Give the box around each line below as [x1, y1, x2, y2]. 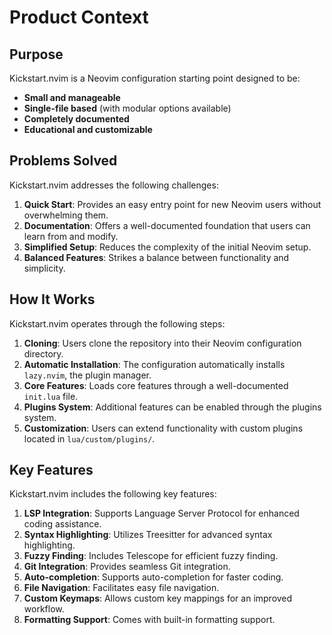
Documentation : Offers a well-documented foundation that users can [23, 219, 311, 231]
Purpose [9, 46, 64, 63]
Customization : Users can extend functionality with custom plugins [23, 422, 304, 434]
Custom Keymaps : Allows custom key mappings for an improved [23, 592, 293, 605]
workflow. [23, 603, 65, 615]
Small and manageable [23, 92, 121, 103]
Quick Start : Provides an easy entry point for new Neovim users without [23, 198, 322, 210]
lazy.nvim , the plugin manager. [23, 369, 152, 381]
